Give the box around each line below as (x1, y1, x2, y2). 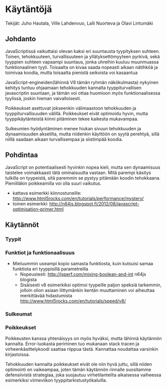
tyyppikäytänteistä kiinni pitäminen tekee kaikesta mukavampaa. (5, 116, 139, 122)
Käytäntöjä (5, 4, 52, 15)
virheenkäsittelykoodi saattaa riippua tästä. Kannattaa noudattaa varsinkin (5, 346, 158, 352)
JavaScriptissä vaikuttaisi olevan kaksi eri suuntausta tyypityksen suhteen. (5, 48, 160, 54)
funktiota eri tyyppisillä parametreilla (12, 266, 89, 272)
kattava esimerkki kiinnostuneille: (12, 190, 81, 196)
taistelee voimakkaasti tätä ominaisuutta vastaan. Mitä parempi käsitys (5, 170, 151, 176)
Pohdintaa (5, 151, 38, 160)
